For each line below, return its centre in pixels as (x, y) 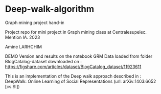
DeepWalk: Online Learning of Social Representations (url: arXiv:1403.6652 (80, 81)
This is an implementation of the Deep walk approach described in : (73, 76)
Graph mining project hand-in (35, 23)
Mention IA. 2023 (23, 37)
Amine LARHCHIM (23, 47)
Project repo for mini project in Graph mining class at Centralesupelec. (76, 32)
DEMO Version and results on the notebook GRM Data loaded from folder (79, 56)
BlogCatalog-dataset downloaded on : (44, 61)
